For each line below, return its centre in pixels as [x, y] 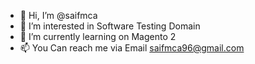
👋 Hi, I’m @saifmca [58, 15]
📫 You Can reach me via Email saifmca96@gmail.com [132, 48]
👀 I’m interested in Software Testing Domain [110, 26]
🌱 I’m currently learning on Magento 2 [98, 36]
